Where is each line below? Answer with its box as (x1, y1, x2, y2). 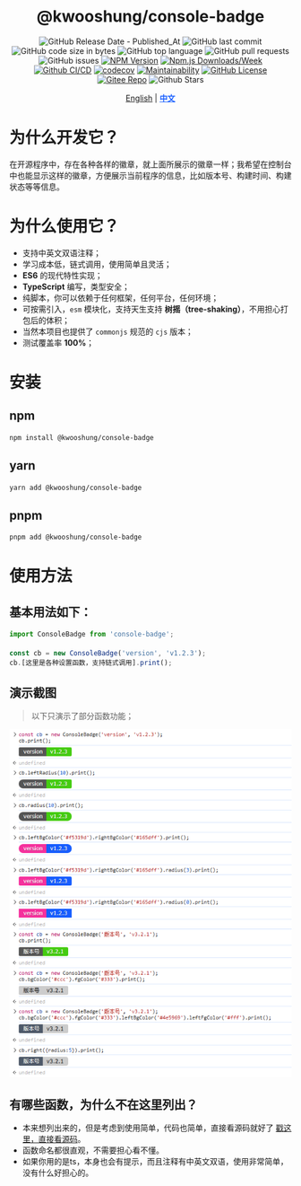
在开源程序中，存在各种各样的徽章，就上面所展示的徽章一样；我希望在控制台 (9, 159, 292, 170)
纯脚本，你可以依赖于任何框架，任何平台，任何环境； (21, 292, 219, 303)
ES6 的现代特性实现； (21, 269, 103, 280)
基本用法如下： (9, 604, 92, 619)
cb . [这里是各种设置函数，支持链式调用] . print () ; (9, 658, 173, 667)
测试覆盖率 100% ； (21, 337, 94, 347)
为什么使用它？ (9, 216, 120, 237)
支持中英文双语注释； (21, 247, 101, 258)
